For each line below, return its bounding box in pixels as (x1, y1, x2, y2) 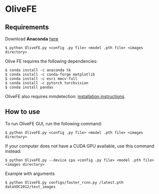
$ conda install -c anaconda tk (5, 68, 71, 73)
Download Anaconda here (5, 36, 59, 42)
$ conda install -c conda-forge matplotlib (5, 72, 95, 77)
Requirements (5, 23, 49, 31)
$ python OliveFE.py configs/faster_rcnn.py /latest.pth (5, 180, 124, 185)
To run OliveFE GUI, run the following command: (5, 121, 102, 126)
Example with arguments (5, 170, 55, 176)
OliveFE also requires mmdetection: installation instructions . (5, 94, 126, 99)
